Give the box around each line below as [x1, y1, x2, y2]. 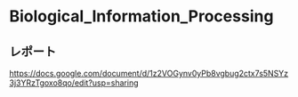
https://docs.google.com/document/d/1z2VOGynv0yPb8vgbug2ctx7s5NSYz [9, 69, 289, 78]
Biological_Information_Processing [9, 6, 274, 27]
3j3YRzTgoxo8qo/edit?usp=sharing [9, 77, 140, 88]
